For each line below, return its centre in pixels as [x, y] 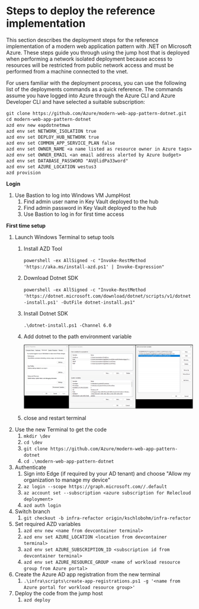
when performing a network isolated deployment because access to [89, 59]
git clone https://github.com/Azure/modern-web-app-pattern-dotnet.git [96, 113]
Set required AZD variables [48, 524]
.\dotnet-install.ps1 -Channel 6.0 [67, 325]
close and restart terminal [55, 418]
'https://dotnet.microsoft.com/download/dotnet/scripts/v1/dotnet [107, 296]
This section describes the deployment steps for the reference [82, 40]
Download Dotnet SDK [51, 278]
